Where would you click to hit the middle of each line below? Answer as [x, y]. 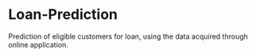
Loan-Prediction [63, 15]
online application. [39, 44]
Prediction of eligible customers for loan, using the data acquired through [128, 36]
